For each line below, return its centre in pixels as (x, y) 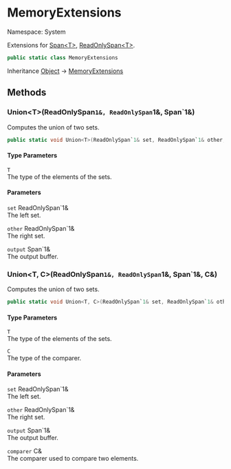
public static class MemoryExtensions (63, 58)
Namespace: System (37, 32)
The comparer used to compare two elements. (73, 459)
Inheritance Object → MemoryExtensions (65, 71)
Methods (27, 93)
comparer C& (25, 451)
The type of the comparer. (44, 358)
